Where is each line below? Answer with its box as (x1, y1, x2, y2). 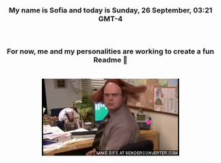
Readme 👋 (93, 55, 128, 65)
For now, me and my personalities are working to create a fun (6, 47, 215, 56)
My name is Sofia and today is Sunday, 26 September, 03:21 (8, 5, 213, 15)
